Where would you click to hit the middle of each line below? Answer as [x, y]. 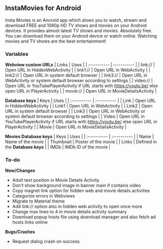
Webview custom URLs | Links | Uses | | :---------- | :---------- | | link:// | [80, 65]
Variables [17, 54]
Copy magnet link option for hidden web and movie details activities [81, 191]
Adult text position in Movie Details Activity [56, 180]
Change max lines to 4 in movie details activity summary [69, 212]
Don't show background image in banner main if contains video [77, 186]
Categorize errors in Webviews [44, 196]
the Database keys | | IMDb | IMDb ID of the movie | [58, 147]
